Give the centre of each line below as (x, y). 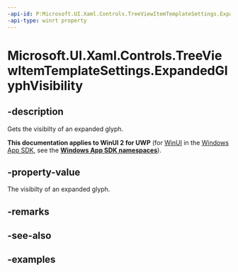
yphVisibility (45, 85)
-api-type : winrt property (47, 21)
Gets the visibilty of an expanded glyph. (66, 129)
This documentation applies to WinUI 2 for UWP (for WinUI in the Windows (118, 142)
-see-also (29, 236)
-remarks (28, 211)
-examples (32, 260)
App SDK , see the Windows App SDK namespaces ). (84, 150)
